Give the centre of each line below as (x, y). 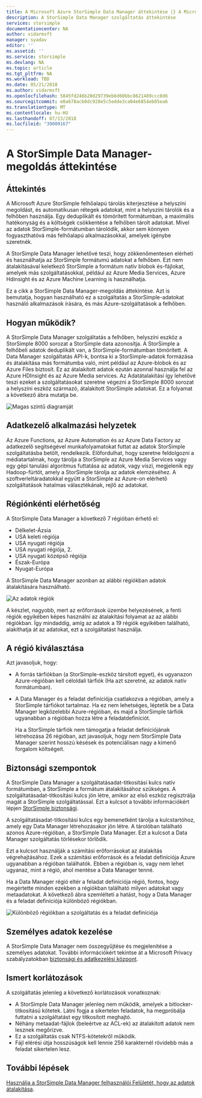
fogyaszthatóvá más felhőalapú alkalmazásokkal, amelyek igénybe (89, 235)
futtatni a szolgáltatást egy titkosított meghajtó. (73, 1017)
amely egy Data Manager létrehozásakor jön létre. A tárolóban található (94, 827)
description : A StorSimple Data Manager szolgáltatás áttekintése (91, 17)
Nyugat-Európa (34, 568)
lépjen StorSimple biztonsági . (42, 808)
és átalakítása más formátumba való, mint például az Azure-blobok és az (96, 363)
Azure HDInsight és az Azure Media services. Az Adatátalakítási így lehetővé (101, 375)
